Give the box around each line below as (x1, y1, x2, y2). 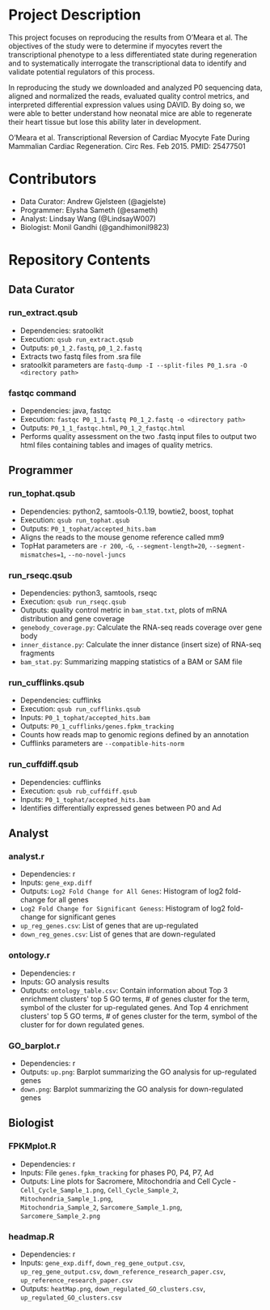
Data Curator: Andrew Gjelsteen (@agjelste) (19, 196, 167, 206)
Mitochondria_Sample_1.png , (19, 1193, 113, 1203)
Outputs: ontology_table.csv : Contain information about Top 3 (19, 985, 228, 995)
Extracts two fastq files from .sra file (19, 351, 141, 361)
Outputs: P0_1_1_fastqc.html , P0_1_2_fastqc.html (19, 423, 186, 433)
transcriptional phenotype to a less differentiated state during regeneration (8, 49, 257, 59)
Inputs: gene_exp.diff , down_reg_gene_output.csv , (19, 1257, 186, 1267)
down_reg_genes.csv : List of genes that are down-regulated (19, 929, 216, 939)
